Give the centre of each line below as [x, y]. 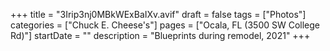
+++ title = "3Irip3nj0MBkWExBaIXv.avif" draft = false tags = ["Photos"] [158, 14]
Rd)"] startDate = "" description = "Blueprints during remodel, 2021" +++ [160, 35]
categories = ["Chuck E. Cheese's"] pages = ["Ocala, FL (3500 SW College [165, 25]
